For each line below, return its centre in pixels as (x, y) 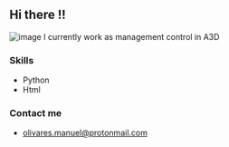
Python (36, 80)
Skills (22, 60)
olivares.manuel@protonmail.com (85, 133)
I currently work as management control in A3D (132, 36)
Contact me (36, 113)
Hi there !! (38, 15)
